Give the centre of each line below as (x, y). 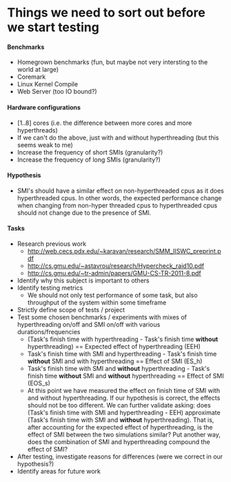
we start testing (53, 27)
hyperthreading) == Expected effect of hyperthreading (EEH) (114, 346)
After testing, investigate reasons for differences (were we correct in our (120, 456)
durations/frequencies (49, 332)
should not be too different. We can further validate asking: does (119, 405)
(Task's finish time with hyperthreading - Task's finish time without (123, 339)
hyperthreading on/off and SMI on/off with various (89, 325)
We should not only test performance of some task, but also (112, 295)
